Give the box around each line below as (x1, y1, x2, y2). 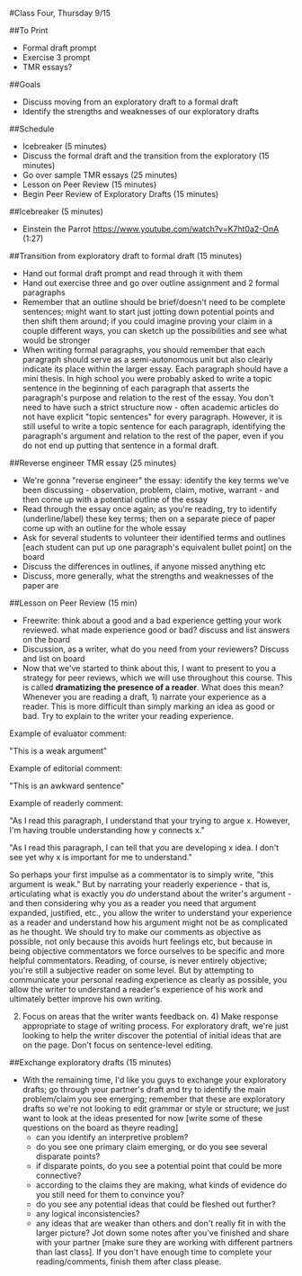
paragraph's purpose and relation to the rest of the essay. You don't (22, 392, 274, 403)
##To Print (9, 25, 49, 35)
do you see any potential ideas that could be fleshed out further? (35, 1199, 276, 1209)
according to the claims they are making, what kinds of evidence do (35, 1180, 288, 1191)
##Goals (9, 79, 41, 89)
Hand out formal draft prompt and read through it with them (22, 268, 243, 278)
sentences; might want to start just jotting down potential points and (22, 306, 275, 317)
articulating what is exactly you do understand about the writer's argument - (9, 888, 292, 899)
